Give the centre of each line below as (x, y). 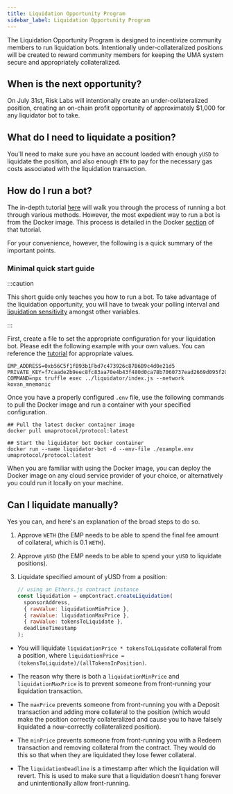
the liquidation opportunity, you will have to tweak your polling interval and (113, 305)
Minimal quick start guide (51, 268)
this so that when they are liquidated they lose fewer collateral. (106, 755)
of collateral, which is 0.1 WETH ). (61, 542)
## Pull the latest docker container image (71, 425)
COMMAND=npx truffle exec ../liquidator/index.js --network (96, 379)
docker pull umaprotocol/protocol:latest (68, 431)
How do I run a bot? (50, 191)
